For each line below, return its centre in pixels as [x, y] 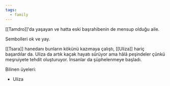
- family [19, 15]
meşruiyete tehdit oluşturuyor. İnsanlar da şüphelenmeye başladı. [74, 59]
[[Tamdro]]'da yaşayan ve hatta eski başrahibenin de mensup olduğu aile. [82, 29]
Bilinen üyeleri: [21, 69]
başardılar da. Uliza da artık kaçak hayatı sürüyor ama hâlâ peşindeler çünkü [85, 54]
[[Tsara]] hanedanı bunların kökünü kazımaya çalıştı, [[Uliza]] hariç [75, 49]
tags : [11, 10]
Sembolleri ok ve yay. [28, 39]
